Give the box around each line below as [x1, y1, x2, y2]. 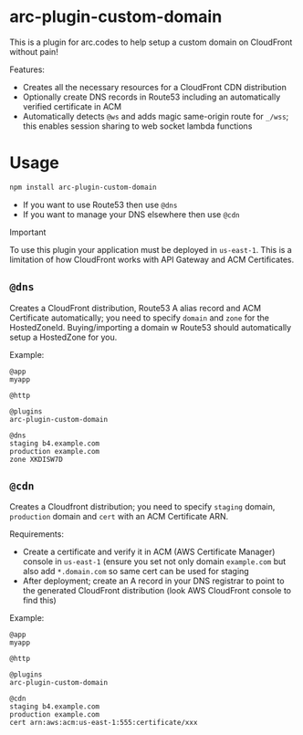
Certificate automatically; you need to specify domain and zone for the [9, 312, 270, 323]
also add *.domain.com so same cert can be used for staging [22, 566, 249, 577]
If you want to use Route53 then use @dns [22, 199, 178, 210]
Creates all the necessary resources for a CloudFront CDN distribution [22, 81, 287, 92]
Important [9, 226, 47, 237]
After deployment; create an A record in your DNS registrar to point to [22, 575, 285, 586]
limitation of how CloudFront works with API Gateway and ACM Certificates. [9, 254, 295, 265]
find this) [22, 595, 57, 606]
